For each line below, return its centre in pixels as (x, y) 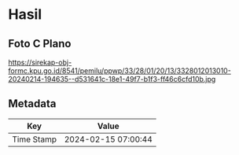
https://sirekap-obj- (40, 62)
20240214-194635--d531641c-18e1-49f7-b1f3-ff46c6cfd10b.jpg (112, 79)
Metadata (32, 104)
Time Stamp (35, 139)
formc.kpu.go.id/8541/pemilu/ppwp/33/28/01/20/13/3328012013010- (120, 71)
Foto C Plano (40, 44)
